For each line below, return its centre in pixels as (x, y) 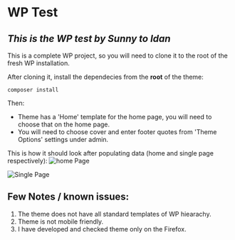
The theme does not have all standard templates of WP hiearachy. (114, 214)
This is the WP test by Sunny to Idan (89, 39)
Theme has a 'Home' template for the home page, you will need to (115, 117)
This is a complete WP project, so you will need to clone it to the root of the (117, 55)
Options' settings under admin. (63, 140)
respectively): (27, 161)
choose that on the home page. (64, 124)
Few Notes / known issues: (68, 197)
